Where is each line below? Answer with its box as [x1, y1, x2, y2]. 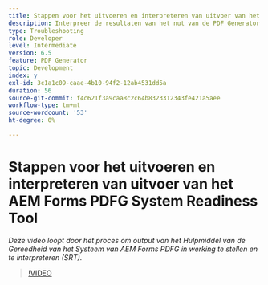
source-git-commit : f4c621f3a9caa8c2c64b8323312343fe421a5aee [8, 94, 221, 102]
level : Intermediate [8, 42, 78, 50]
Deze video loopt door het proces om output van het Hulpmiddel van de [8, 235, 246, 245]
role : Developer [8, 34, 63, 43]
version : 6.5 [8, 49, 52, 57]
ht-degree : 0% [8, 116, 56, 124]
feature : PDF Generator [8, 57, 88, 65]
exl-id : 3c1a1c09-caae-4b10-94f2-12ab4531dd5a [8, 79, 167, 87]
